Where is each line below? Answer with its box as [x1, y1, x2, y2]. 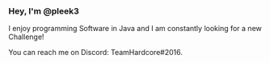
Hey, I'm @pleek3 [8, 6, 79, 17]
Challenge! [8, 32, 44, 41]
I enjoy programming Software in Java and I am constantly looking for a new [8, 24, 262, 33]
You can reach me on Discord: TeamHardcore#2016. [8, 48, 184, 57]
